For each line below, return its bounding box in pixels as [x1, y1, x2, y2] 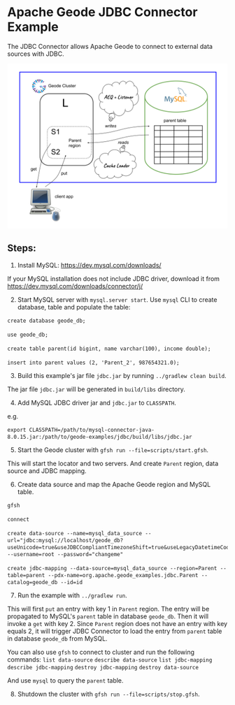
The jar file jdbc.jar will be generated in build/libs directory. [7, 385, 185, 393]
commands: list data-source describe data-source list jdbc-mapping [7, 655, 213, 664]
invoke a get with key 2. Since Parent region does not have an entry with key [7, 619, 228, 627]
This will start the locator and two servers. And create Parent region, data [7, 459, 219, 467]
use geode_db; [7, 331, 49, 338]
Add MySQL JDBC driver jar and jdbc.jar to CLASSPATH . [17, 398, 177, 407]
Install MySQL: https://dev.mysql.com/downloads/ [17, 261, 162, 269]
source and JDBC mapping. [7, 466, 87, 475]
